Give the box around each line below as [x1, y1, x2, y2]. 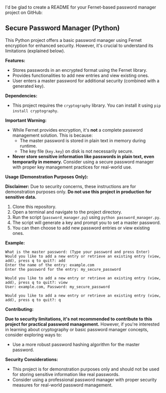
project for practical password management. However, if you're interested [5, 321, 160, 327]
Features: [5, 57, 26, 63]
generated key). [12, 83, 45, 89]
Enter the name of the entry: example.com [5, 262, 94, 267]
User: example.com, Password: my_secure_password [5, 284, 110, 289]
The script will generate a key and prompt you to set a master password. [12, 219, 161, 225]
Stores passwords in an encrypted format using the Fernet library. [12, 67, 148, 73]
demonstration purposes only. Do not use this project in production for [5, 189, 152, 195]
